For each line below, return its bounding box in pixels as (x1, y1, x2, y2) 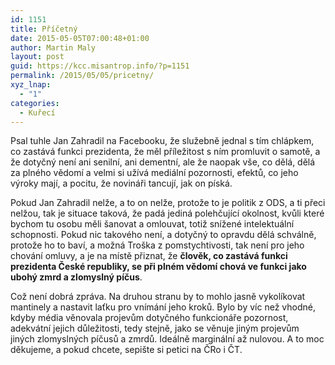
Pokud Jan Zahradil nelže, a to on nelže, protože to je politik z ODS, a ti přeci (10, 197, 326, 209)
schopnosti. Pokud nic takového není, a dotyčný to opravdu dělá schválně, (10, 229, 317, 241)
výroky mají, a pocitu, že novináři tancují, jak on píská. (10, 177, 233, 190)
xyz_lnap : (10, 80, 52, 90)
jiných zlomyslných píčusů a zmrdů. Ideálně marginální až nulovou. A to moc (10, 333, 325, 345)
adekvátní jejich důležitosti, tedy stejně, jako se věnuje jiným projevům (10, 322, 300, 335)
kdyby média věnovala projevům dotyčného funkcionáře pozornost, (10, 312, 289, 324)
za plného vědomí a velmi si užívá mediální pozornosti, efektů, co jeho (10, 167, 299, 179)
